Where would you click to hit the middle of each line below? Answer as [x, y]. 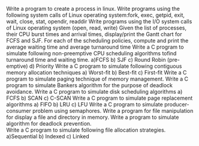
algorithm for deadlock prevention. [49, 123]
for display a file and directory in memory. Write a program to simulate [93, 117]
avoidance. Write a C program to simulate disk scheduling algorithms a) [94, 92]
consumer [19, 111]
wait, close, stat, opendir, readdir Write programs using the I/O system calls [99, 21]
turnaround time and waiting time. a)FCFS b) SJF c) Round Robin [86, 60]
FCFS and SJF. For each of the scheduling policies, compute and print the [97, 41]
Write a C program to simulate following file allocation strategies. [86, 130]
